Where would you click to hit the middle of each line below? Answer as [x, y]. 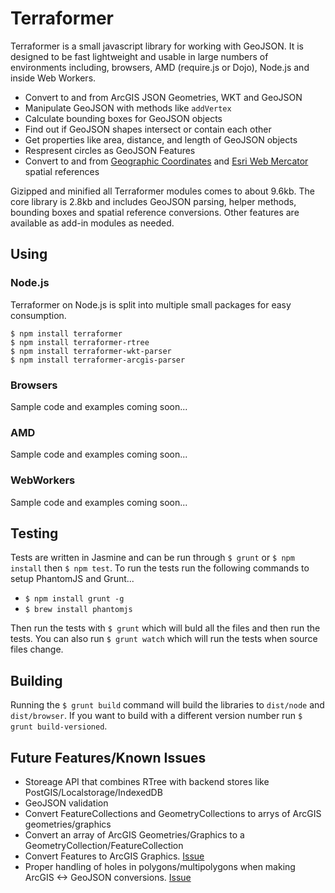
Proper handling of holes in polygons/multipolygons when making [160, 866]
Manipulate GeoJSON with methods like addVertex [128, 108]
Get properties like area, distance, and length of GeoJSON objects [161, 139]
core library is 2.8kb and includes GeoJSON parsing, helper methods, [153, 201]
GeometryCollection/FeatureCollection [104, 845]
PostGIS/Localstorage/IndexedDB [93, 792]
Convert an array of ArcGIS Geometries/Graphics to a [134, 834]
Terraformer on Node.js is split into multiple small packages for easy [151, 304]
